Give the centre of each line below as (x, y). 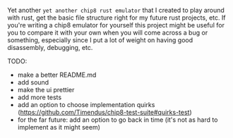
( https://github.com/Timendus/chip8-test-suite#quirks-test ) (104, 112)
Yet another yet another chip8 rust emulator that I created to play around (116, 10)
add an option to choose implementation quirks (86, 105)
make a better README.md (57, 75)
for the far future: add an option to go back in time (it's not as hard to (118, 120)
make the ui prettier (46, 90)
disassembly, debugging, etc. (50, 48)
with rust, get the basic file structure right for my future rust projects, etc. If (116, 18)
